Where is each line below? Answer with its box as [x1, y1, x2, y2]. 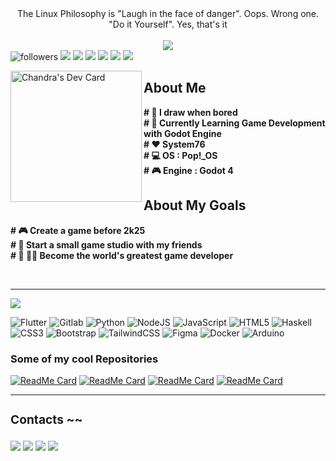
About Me [143, 80, 207, 97]
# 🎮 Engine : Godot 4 [143, 164, 234, 176]
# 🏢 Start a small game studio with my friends [10, 238, 203, 251]
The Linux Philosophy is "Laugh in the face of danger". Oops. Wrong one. [16, 8, 320, 19]
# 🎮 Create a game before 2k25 [10, 224, 146, 236]
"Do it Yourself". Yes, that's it [108, 18, 228, 30]
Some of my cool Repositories [10, 352, 159, 366]
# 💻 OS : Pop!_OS [143, 149, 218, 161]
